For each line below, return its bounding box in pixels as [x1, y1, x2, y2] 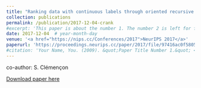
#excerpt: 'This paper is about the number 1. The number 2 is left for [6, 25, 191, 32]
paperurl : [6, 42, 31, 48]
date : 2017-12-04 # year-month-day [6, 31, 98, 37]
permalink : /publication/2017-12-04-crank [6, 20, 114, 26]
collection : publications [6, 14, 71, 20]
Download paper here [6, 75, 60, 82]
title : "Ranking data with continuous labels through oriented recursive [6, 8, 194, 15]
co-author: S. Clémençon [6, 64, 69, 71]
